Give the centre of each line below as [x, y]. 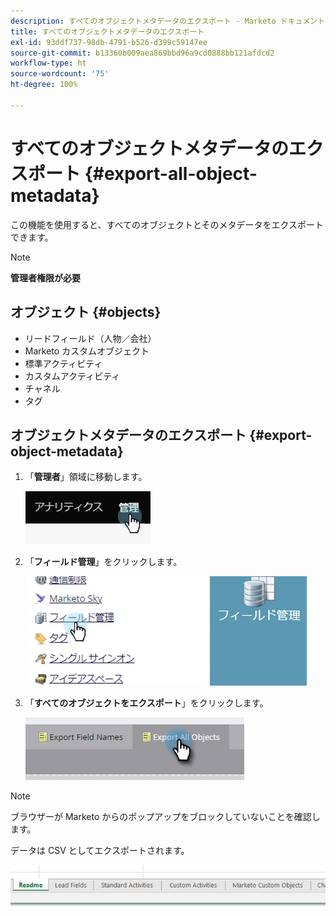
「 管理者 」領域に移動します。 [86, 477]
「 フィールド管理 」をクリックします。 [103, 562]
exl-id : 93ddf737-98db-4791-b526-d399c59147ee [109, 42]
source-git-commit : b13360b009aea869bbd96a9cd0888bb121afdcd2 [142, 53]
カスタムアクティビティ [72, 376]
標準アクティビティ [63, 363]
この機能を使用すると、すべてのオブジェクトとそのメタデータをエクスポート [167, 224]
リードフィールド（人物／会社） [90, 338]
